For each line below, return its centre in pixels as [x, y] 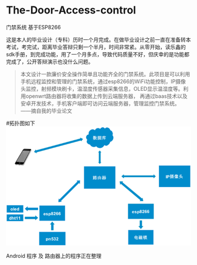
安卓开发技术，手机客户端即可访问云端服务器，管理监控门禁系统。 [100, 103]
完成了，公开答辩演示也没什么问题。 [50, 62]
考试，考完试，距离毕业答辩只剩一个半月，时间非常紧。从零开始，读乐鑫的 [96, 47]
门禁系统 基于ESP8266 [33, 27]
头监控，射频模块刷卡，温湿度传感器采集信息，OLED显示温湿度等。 [102, 89]
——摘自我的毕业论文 [46, 111]
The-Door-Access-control [71, 10]
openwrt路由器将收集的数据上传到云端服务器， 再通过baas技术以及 [106, 96]
